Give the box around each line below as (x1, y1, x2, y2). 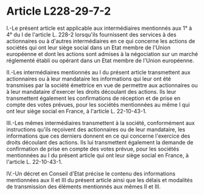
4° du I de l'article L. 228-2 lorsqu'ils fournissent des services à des (6, 30, 177, 38)
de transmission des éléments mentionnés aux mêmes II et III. (6, 183, 161, 190)
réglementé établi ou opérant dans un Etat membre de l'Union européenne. (6, 57, 195, 64)
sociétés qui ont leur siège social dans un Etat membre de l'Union (6, 44, 171, 51)
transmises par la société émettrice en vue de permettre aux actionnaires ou (6, 81, 198, 89)
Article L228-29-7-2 (6, 4, 111, 18)
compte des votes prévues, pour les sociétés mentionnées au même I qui (6, 101, 190, 108)
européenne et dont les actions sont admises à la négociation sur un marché (6, 50, 199, 57)
